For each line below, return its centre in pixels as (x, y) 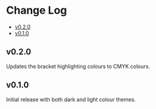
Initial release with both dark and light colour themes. (71, 99)
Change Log (36, 10)
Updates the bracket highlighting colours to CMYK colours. (78, 66)
